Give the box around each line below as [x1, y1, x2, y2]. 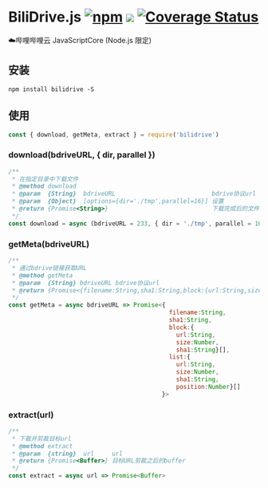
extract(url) [8, 409, 54, 420]
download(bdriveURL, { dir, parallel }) [8, 149, 156, 161]
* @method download [11, 182, 77, 191]
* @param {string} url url [11, 450, 124, 458]
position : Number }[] [175, 383, 241, 391]
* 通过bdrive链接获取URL [11, 264, 88, 272]
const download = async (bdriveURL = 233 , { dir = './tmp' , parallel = [8, 220, 251, 228]
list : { [168, 353, 191, 361]
